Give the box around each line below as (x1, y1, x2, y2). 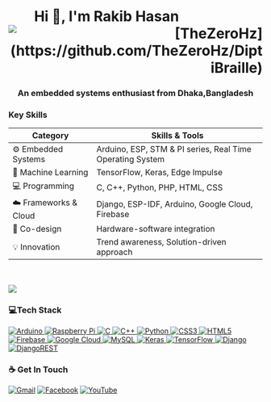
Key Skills (8, 109, 48, 120)
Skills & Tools (151, 130, 204, 141)
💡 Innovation (12, 241, 60, 253)
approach (96, 246, 133, 258)
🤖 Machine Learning (12, 167, 89, 178)
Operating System (96, 153, 165, 165)
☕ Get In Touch (8, 363, 69, 375)
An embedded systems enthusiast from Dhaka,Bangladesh (17, 88, 254, 99)
